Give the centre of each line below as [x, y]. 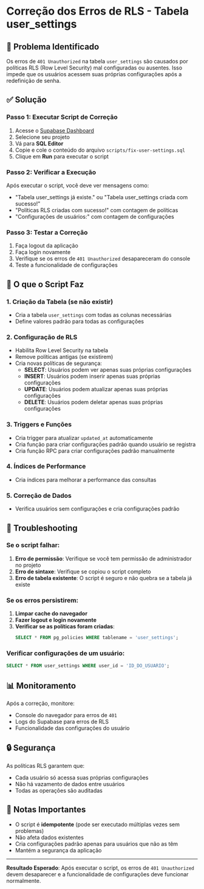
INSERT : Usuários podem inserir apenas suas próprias [92, 377]
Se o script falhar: [33, 545]
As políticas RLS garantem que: [46, 765]
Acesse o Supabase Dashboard [54, 130]
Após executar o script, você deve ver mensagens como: [78, 185]
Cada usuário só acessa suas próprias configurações [82, 777]
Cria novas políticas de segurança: [58, 363]
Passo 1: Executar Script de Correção [62, 117]
